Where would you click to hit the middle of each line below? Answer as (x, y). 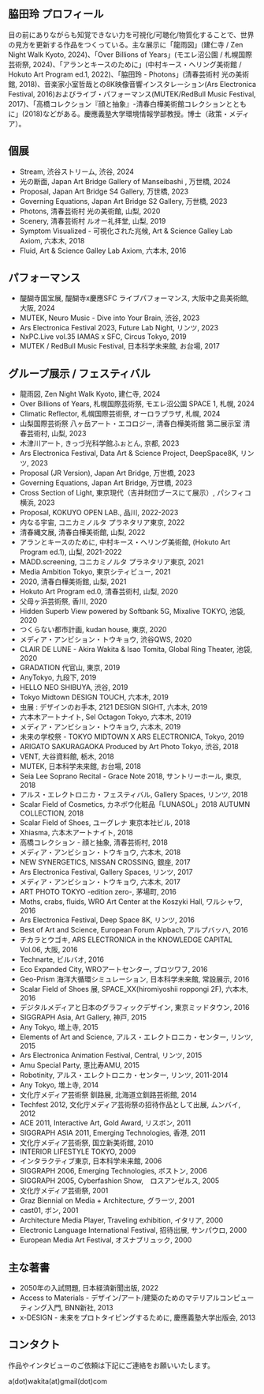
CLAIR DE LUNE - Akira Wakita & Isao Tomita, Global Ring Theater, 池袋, (136, 650)
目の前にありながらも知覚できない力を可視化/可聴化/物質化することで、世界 (131, 35)
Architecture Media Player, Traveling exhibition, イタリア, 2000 (121, 1220)
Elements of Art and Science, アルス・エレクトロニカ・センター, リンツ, (136, 1037)
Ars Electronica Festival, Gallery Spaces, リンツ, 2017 (106, 872)
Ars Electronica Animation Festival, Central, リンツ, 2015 (111, 1055)
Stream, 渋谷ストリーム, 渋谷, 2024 (77, 171)
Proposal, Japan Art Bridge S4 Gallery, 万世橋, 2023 (104, 191)
